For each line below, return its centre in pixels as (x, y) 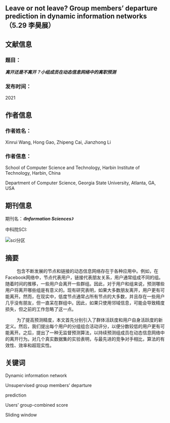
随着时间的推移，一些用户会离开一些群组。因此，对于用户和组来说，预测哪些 (85, 283)
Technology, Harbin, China (33, 173)
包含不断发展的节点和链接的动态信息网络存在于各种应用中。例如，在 (87, 271)
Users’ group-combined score (37, 405)
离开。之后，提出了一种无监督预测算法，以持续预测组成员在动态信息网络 (85, 333)
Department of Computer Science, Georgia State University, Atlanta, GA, (80, 183)
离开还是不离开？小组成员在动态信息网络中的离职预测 (61, 72)
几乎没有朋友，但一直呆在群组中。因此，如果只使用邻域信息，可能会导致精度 (85, 303)
